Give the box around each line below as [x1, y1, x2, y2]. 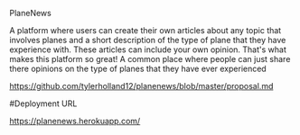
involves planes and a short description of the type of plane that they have [9, 35, 286, 45]
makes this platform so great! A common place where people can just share [9, 54, 291, 64]
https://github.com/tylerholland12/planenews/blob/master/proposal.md [9, 81, 274, 91]
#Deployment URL [9, 98, 78, 109]
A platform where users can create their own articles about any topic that [9, 25, 282, 35]
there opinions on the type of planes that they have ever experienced [9, 63, 267, 74]
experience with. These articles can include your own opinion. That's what [9, 44, 286, 55]
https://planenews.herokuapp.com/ [9, 116, 141, 126]
